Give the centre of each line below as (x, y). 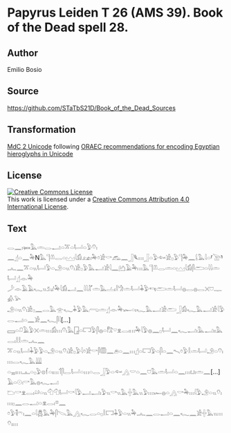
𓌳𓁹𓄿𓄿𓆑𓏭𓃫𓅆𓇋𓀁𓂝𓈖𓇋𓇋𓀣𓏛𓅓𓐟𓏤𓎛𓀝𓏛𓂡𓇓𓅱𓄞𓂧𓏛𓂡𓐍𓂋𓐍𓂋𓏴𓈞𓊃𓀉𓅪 (115, 289)
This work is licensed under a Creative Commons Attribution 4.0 (99, 199)
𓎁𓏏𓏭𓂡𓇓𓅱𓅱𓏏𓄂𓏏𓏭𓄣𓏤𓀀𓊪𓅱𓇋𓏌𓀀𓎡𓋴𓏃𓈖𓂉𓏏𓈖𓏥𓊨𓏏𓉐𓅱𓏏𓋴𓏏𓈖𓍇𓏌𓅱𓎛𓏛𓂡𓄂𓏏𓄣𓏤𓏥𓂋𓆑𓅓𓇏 (115, 351)
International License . (38, 207)
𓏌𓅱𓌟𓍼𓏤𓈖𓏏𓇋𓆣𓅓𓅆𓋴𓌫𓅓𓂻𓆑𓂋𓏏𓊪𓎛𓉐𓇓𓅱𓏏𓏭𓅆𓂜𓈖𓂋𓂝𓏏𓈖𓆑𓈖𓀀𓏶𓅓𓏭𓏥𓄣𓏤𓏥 (115, 414)
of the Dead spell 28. (68, 27)
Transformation (41, 130)
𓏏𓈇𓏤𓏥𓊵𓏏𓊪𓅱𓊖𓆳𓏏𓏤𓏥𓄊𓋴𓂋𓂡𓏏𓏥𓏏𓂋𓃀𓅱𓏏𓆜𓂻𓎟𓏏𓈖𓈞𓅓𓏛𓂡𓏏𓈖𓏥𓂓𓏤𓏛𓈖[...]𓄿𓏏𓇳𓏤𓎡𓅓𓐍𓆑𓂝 (114, 372)
